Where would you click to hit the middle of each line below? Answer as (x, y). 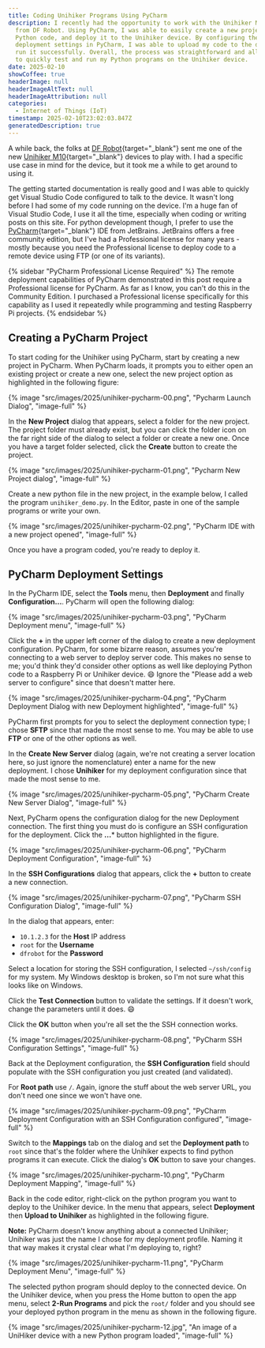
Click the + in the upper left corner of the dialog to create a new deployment (132, 641)
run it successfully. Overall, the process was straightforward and (130, 52)
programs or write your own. (54, 510)
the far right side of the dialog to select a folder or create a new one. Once (129, 438)
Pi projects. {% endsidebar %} (58, 313)
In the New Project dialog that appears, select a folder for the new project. (129, 421)
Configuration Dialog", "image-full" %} (71, 906)
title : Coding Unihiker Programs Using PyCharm (88, 15)
